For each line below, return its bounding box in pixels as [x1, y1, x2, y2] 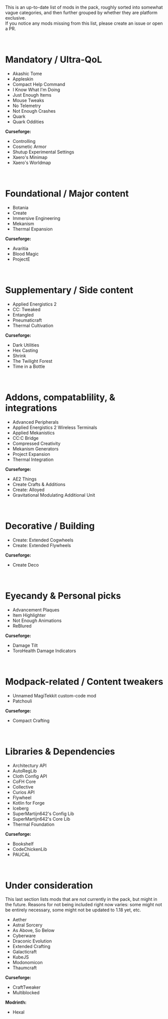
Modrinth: [5, 999, 27, 1005]
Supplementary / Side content [5, 284, 133, 296]
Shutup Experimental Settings [12, 148, 74, 155]
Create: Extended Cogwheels [12, 537, 74, 543]
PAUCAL [12, 851, 31, 857]
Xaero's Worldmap [12, 160, 51, 166]
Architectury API [12, 762, 47, 768]
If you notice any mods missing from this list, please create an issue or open [5, 20, 163, 26]
